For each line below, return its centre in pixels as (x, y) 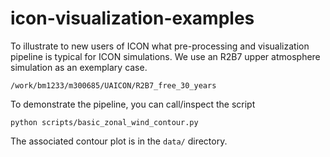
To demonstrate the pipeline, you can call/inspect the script (133, 104)
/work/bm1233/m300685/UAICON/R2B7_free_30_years (113, 85)
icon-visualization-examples (132, 18)
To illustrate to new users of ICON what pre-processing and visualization (160, 46)
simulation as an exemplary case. (79, 67)
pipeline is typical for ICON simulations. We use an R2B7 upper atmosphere (165, 56)
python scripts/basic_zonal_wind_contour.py (104, 122)
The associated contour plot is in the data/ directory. (119, 141)
